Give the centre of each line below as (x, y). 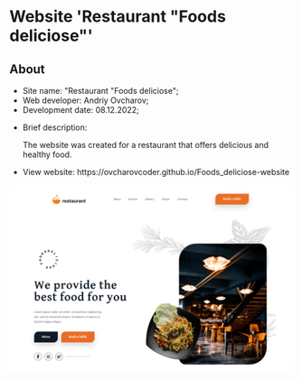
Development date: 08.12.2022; (81, 110)
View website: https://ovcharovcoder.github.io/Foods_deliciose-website (156, 172)
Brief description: (55, 127)
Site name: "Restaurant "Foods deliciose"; (100, 91)
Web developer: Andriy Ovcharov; (85, 100)
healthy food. (47, 154)
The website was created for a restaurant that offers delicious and (146, 145)
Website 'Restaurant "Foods (118, 17)
